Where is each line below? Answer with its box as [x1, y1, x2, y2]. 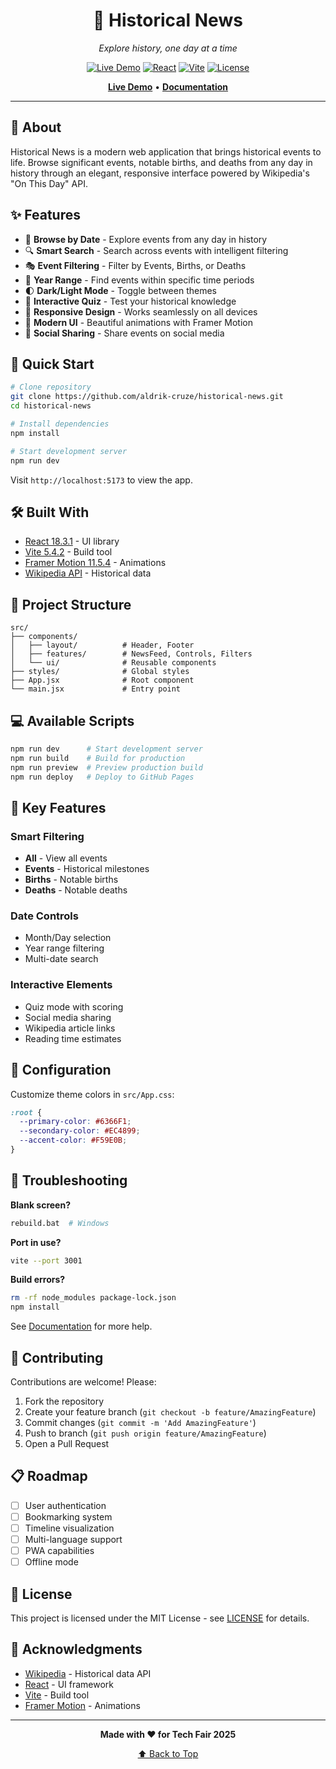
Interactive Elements [10, 978, 113, 992]
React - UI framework [24, 1678, 115, 1690]
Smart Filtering [10, 829, 85, 843]
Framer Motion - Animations [24, 1699, 141, 1711]
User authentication [24, 1499, 107, 1511]
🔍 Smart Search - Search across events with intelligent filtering [24, 244, 289, 256]
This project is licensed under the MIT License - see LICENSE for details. [10, 1612, 310, 1624]
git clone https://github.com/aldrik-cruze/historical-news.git [10, 392, 284, 402]
